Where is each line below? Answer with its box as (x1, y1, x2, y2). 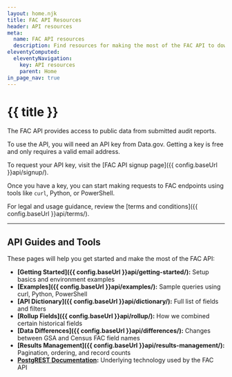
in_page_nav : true (7, 74, 60, 81)
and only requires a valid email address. (7, 148, 121, 156)
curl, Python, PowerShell (17, 290, 88, 298)
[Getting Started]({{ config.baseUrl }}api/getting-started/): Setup (17, 268, 209, 276)
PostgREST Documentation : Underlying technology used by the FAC (17, 356, 214, 365)
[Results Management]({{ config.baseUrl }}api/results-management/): (17, 341, 225, 349)
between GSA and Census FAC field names (17, 334, 140, 342)
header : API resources (7, 23, 72, 30)
